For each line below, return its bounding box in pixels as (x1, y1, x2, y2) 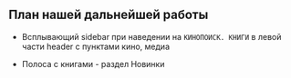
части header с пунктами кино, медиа (21, 41, 171, 52)
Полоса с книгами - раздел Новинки (21, 58, 165, 69)
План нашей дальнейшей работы (8, 7, 209, 23)
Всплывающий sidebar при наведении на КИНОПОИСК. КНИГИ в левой (21, 31, 282, 42)
